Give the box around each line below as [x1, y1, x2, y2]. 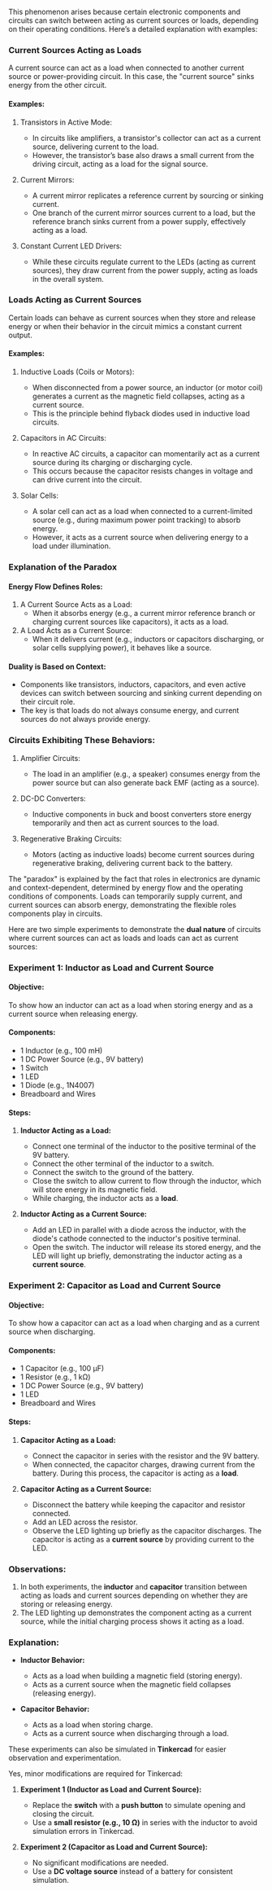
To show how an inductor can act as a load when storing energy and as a [8, 1000, 253, 1009]
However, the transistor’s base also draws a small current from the [32, 150, 254, 160]
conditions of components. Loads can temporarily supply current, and [8, 891, 243, 901]
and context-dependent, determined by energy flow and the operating [8, 882, 244, 892]
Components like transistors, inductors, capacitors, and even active [19, 679, 246, 689]
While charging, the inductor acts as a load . [32, 1194, 179, 1203]
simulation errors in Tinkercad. [32, 1827, 135, 1836]
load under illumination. [32, 541, 111, 551]
